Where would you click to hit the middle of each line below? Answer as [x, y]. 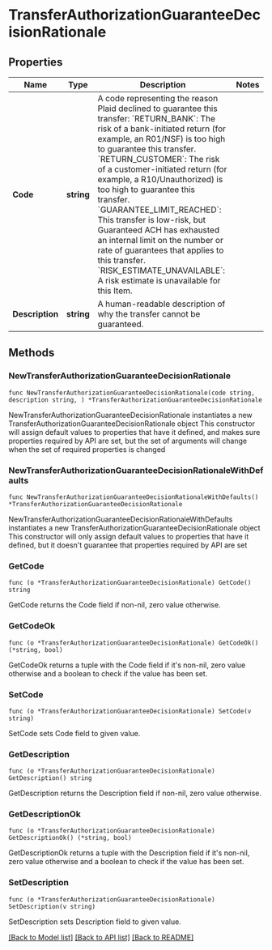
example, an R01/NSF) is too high [161, 139]
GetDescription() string [50, 778]
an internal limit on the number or [161, 240]
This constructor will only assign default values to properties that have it [129, 536]
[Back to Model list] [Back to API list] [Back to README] [101, 937]
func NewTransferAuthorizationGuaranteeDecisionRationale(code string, [132, 393]
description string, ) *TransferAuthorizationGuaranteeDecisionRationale [136, 400]
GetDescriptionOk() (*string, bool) [70, 838]
